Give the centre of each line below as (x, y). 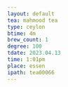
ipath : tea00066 (31, 72)
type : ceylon (26, 27)
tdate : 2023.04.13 (34, 53)
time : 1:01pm (26, 60)
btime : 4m (22, 33)
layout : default (31, 14)
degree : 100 (25, 46)
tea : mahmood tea (33, 20)
